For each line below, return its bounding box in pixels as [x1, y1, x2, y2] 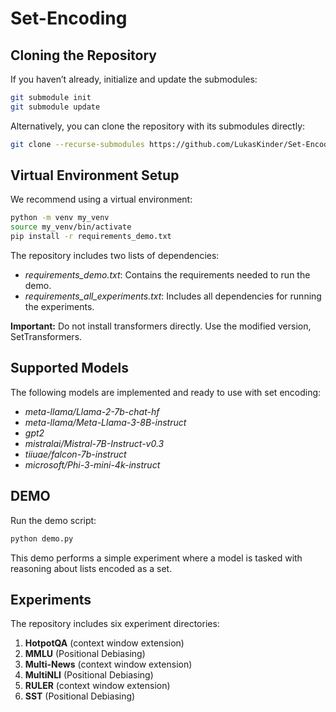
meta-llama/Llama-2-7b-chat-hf [24, 405, 160, 417]
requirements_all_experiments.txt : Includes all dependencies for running [24, 290, 322, 302]
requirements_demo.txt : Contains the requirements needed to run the [24, 269, 311, 281]
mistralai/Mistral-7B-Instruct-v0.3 [24, 437, 165, 449]
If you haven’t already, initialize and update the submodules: [10, 73, 258, 85]
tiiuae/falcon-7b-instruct [24, 448, 127, 460]
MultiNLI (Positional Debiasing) [24, 669, 154, 681]
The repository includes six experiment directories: [10, 618, 220, 630]
